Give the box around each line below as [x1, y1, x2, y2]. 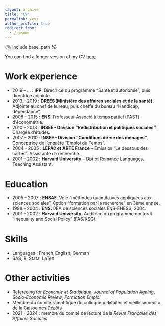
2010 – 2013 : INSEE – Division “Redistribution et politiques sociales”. [12, 124, 157, 130]
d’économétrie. [12, 119, 44, 125]
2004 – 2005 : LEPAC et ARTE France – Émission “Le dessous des [12, 145, 148, 151]
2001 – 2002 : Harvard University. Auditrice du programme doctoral [12, 210, 152, 216]
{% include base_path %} [5, 44, 57, 50]
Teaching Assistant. [12, 161, 53, 167]
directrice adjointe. [12, 92, 51, 98]
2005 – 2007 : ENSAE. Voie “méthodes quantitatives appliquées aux [12, 195, 152, 201]
